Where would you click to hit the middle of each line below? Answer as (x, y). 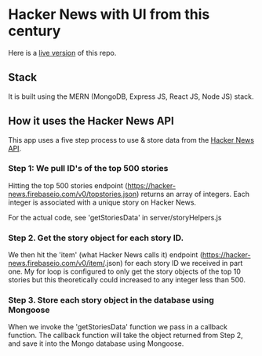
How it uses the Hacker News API (91, 121)
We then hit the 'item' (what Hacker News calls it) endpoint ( (105, 255)
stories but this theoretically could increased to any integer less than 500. (127, 280)
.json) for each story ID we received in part (174, 263)
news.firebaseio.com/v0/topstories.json (73, 194)
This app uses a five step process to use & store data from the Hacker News (131, 140)
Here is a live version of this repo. (62, 53)
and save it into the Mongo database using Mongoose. (96, 343)
